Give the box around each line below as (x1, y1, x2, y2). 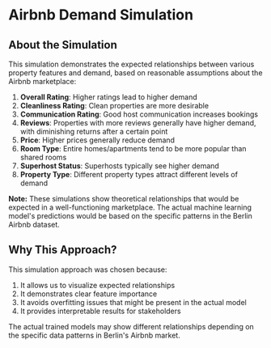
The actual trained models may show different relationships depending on (8, 321, 255, 331)
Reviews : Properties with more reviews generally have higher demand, (19, 118, 256, 127)
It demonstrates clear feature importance (19, 289, 158, 299)
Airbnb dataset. (8, 220, 61, 229)
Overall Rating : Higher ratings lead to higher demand (19, 92, 198, 102)
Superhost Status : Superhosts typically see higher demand (19, 161, 220, 171)
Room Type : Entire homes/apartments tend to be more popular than (19, 144, 247, 153)
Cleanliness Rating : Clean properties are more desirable (19, 101, 209, 110)
